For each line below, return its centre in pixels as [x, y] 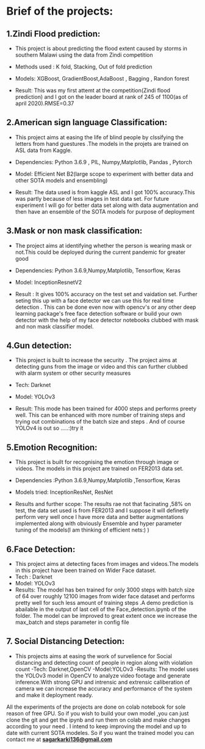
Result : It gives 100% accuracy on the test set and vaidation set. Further [106, 294]
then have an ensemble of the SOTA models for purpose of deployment [105, 211]
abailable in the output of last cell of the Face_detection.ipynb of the [101, 609]
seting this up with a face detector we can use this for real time [94, 300]
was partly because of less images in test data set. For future [92, 198]
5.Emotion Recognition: [52, 447]
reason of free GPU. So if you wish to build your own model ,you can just [98, 713]
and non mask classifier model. [54, 326]
